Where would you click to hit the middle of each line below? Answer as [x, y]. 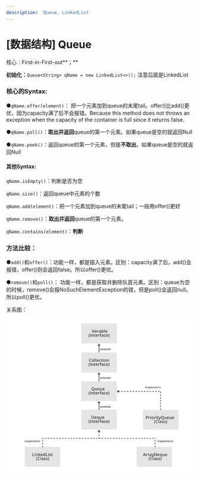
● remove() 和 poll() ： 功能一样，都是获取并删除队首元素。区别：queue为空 [98, 283]
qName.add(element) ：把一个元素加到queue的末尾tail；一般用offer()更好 [94, 206]
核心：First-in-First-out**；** [42, 62]
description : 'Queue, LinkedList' [49, 12]
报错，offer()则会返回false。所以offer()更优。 [61, 269]
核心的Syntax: [27, 91]
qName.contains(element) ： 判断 [45, 232]
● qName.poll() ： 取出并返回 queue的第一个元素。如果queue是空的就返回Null [99, 132]
